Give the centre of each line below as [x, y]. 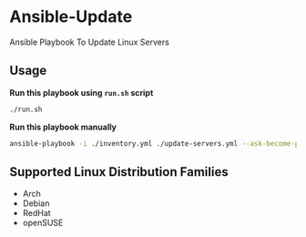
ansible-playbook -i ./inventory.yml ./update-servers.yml [124, 143]
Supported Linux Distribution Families [119, 172]
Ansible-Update [71, 17]
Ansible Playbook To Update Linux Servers [90, 42]
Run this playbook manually [63, 127]
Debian [36, 203]
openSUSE [43, 223]
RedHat [37, 213]
